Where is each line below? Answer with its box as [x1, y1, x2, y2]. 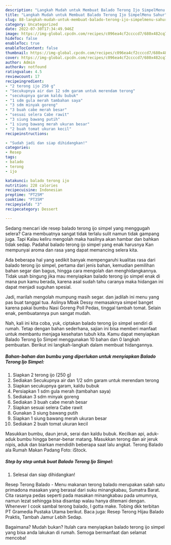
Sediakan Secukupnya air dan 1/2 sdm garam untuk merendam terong [12, 377, 159, 383]
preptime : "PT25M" [5, 192, 44, 197]
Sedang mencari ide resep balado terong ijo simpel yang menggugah [5, 225, 150, 231]
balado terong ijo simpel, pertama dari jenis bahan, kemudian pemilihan [5, 262, 155, 268]
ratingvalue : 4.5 [5, 70, 42, 75]
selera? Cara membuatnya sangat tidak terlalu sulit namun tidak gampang [5, 231, 159, 237]
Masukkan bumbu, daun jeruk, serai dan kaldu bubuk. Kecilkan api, [5, 430, 146, 437]
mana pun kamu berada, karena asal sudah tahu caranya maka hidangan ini [5, 278, 164, 284]
